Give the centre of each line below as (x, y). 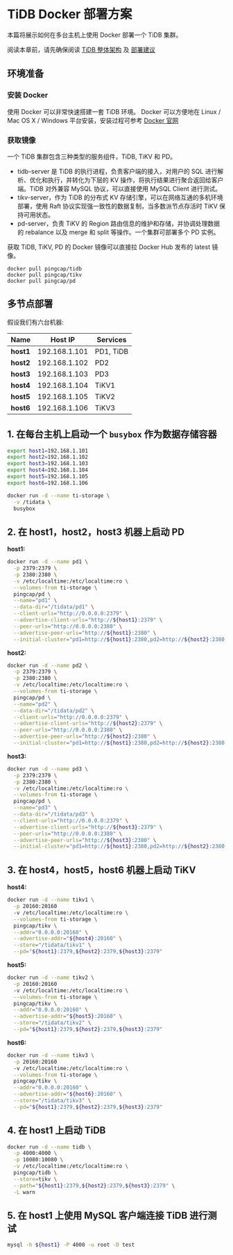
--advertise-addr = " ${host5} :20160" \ (68, 1017)
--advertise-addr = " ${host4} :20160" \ (68, 939)
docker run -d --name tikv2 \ (51, 978)
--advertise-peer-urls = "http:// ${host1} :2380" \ (85, 633)
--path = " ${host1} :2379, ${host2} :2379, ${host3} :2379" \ (94, 1185)
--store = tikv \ (35, 1179)
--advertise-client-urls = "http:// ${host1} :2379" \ (88, 620)
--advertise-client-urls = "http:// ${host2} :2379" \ (88, 724)
